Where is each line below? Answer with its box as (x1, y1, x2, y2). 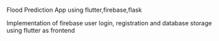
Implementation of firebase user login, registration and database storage (6, 19, 212, 27)
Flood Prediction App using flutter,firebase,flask (6, 6, 143, 14)
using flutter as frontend (6, 27, 75, 34)
